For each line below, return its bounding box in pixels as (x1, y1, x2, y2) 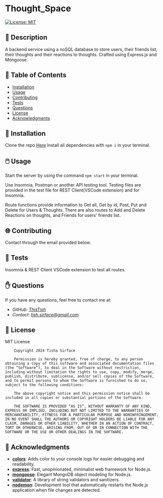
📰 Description (5, 33, 47, 42)
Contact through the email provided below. (5, 239, 92, 245)
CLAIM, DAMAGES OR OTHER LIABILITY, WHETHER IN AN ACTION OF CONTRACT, (5, 421, 154, 426)
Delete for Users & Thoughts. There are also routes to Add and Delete (5, 207, 145, 213)
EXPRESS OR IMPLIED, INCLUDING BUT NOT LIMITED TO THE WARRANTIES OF (5, 408, 150, 413)
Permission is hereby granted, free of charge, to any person (14, 357, 143, 362)
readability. (12, 461, 35, 467)
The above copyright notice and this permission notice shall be (14, 391, 150, 396)
